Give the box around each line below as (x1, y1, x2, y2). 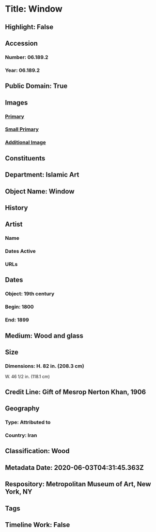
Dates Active (5, 248, 36, 255)
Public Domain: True (5, 82, 68, 90)
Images (5, 98, 28, 106)
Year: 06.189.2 (5, 67, 40, 73)
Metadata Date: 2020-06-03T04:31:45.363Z (5, 463, 144, 472)
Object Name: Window (5, 187, 75, 195)
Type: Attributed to (5, 419, 51, 426)
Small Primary (5, 126, 39, 133)
